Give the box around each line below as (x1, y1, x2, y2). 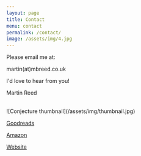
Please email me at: (6, 53, 56, 61)
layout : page (6, 10, 40, 16)
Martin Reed (6, 89, 37, 96)
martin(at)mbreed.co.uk (6, 65, 66, 73)
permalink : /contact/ (6, 29, 62, 36)
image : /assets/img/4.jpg (6, 36, 72, 42)
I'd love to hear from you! (6, 77, 70, 85)
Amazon (6, 131, 27, 139)
